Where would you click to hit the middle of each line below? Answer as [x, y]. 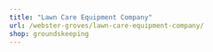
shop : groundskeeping [49, 33]
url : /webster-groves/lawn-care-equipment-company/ [106, 26]
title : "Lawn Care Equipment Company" [81, 17]
